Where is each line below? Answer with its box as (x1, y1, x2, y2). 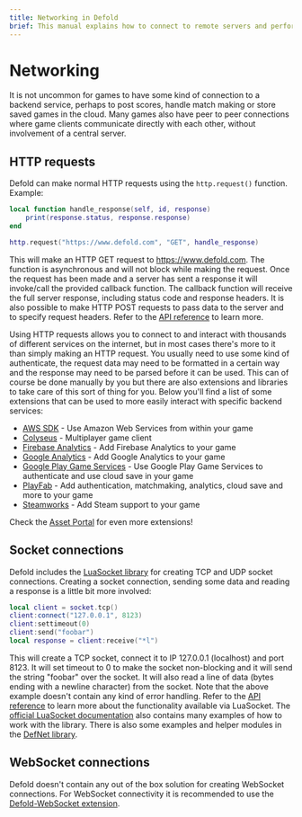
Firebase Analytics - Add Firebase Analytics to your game (22, 441, 236, 452)
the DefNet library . (9, 729, 78, 740)
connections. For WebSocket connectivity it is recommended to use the (9, 788, 274, 799)
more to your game (22, 489, 93, 500)
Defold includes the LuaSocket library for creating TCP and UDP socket (9, 566, 273, 577)
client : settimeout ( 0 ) (9, 619, 91, 629)
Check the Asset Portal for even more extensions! (9, 516, 193, 527)
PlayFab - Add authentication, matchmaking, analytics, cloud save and (22, 480, 283, 491)
